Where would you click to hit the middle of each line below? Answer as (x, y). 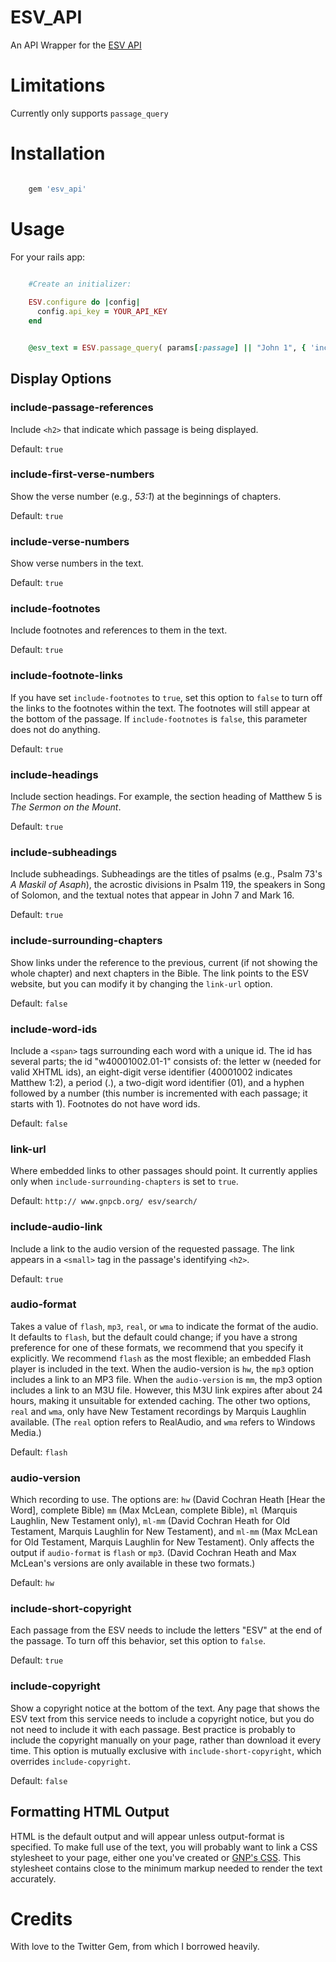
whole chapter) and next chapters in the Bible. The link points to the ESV (159, 973)
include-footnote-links (66, 676)
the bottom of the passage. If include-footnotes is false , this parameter (159, 718)
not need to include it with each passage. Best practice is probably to (153, 1729)
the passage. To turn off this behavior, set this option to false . (138, 1641)
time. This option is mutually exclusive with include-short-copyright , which (166, 1750)
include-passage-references (82, 408)
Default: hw (32, 1583)
